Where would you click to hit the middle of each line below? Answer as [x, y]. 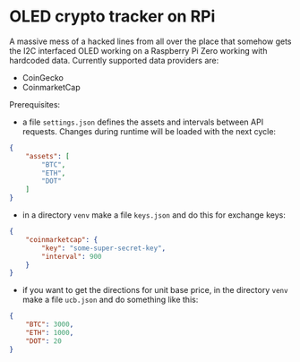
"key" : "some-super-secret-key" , [104, 248]
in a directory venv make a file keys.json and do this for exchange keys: [154, 215]
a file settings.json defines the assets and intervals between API [143, 122]
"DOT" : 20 [44, 341]
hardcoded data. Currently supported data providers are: [114, 60]
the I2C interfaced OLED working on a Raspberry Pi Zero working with [138, 50]
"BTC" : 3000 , [50, 324]
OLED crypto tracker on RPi [112, 17]
